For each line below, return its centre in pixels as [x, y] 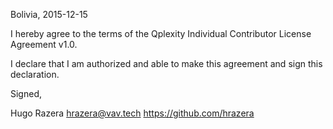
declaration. [35, 74]
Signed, [26, 93]
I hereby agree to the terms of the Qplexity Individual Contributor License [161, 33]
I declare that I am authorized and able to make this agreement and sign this [166, 63]
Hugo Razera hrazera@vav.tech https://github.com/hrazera [132, 113]
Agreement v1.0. [44, 44]
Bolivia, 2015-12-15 [49, 14]
